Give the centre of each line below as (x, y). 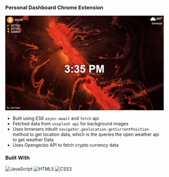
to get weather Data (33, 139)
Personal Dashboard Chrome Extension (54, 8)
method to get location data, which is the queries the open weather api (86, 134)
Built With (18, 158)
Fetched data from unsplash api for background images (70, 123)
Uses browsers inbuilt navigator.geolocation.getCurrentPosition (81, 129)
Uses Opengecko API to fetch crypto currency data (66, 145)
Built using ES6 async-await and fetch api (56, 118)
